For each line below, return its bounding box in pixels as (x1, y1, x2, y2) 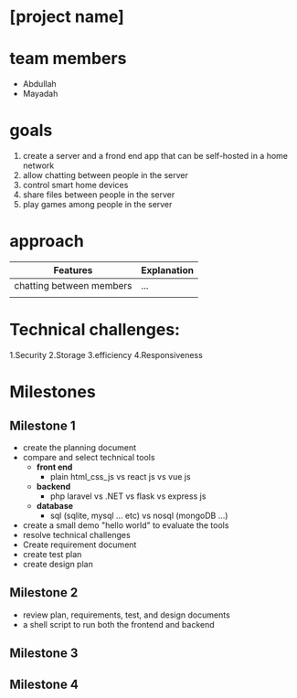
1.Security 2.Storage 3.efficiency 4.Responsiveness (9, 349, 203, 360)
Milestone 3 (9, 646, 79, 661)
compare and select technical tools (22, 451, 155, 462)
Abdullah (22, 79, 57, 90)
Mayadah (22, 89, 58, 100)
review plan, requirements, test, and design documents (22, 609, 230, 620)
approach (9, 231, 84, 252)
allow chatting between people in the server (22, 170, 189, 181)
